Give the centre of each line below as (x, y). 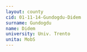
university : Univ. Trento (38, 34)
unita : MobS (20, 39)
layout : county (25, 12)
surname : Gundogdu (28, 23)
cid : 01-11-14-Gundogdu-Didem (43, 17)
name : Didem (20, 28)
